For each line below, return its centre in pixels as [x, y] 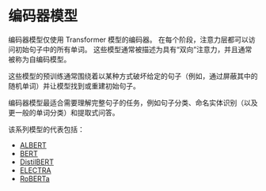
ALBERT [33, 145]
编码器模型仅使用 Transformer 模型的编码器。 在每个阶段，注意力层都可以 [129, 39]
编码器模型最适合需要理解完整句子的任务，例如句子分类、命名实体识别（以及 [133, 103]
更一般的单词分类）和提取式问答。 [64, 112]
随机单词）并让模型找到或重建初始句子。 [74, 86]
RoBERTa [34, 178]
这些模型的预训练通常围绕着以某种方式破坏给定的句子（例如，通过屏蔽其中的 [133, 76]
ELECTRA [35, 170]
